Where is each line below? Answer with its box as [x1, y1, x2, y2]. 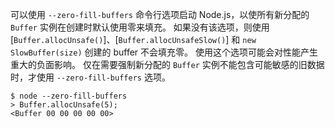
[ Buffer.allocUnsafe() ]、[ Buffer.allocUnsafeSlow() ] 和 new [10, 34, 257, 45]
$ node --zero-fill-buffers [10, 91, 128, 101]
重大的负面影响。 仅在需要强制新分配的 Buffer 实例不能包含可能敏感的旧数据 [10, 59, 325, 70]
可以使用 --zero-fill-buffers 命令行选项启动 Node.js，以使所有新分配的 [10, 9, 310, 20]
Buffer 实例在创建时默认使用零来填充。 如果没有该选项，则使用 [10, 21, 270, 33]
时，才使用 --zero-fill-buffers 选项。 [10, 71, 171, 83]
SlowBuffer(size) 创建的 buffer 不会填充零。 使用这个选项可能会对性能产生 [10, 46, 318, 58]
